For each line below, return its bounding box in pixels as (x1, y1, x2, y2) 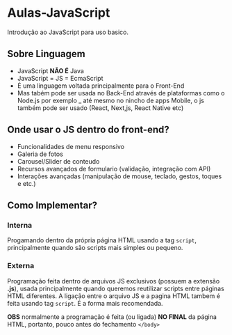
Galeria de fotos (17, 150, 64, 158)
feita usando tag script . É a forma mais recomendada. (7, 299, 163, 307)
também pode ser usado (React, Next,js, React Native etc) (17, 103, 184, 112)
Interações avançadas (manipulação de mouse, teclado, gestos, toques (17, 172, 222, 180)
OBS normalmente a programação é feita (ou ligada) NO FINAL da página (7, 312, 217, 321)
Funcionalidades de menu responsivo (17, 142, 125, 150)
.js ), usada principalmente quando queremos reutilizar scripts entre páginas (7, 284, 224, 293)
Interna (7, 220, 33, 230)
